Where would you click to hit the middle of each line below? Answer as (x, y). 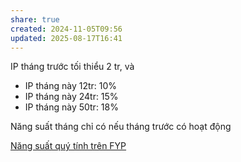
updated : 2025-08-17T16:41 (66, 38)
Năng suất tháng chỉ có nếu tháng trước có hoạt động (121, 127)
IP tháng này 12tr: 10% (71, 86)
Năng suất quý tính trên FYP (68, 146)
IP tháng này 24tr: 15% (71, 97)
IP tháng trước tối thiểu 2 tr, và (72, 67)
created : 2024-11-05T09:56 (66, 29)
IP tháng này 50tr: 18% (71, 107)
